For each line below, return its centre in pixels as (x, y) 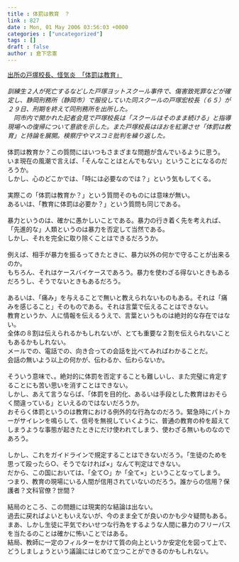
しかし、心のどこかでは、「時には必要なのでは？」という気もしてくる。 (111, 178)
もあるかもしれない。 (38, 342)
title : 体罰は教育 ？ (39, 14)
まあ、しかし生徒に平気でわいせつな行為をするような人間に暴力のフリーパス (119, 524)
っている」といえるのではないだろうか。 (84, 403)
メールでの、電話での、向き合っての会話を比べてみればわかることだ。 (110, 351)
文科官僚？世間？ (51, 490)
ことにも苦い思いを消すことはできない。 (72, 385)
